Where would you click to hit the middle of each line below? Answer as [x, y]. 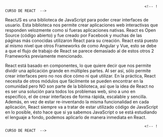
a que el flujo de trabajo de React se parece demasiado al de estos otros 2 [80, 51]
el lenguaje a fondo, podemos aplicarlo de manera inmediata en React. [76, 117]
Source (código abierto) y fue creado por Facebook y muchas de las [73, 35]
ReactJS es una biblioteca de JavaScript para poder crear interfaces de [77, 20]
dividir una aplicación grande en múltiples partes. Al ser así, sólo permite [78, 71]
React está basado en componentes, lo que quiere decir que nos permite [78, 66]
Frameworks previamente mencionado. [44, 56]
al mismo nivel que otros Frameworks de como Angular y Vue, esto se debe [81, 46]
